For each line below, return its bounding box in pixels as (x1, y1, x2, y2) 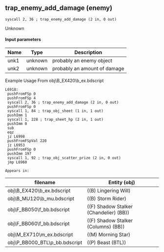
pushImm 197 (7, 151, 32, 156)
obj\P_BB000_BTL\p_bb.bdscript (7, 239, 82, 246)
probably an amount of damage (52, 65, 124, 72)
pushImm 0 (7, 122, 27, 126)
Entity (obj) (108, 179, 135, 186)
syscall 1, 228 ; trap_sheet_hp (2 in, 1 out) (7, 117, 104, 122)
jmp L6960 (7, 160, 27, 165)
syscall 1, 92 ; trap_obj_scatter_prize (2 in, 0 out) (7, 156, 121, 161)
